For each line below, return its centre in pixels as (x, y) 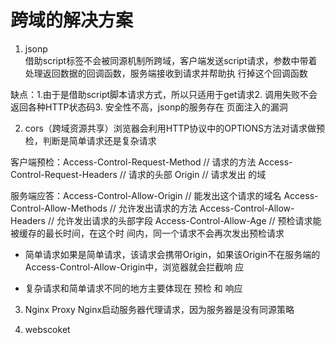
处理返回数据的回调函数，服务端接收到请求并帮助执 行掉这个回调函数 (166, 73)
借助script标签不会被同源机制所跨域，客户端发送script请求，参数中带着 (171, 60)
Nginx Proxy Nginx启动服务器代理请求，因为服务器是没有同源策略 (159, 309)
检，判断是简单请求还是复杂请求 (90, 140)
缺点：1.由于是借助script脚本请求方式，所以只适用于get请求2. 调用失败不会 (164, 94)
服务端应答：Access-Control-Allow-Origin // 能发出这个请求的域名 (146, 195)
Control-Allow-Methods (59, 208)
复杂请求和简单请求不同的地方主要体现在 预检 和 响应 (133, 288)
